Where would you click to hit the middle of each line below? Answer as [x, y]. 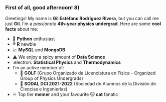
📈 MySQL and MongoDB [39, 50]
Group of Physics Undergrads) [52, 78]
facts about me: [22, 29]
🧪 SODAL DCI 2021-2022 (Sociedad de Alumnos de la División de [88, 84]
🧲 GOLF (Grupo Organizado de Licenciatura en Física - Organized [88, 73]
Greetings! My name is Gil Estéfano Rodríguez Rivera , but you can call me [82, 19]
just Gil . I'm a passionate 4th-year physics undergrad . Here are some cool [83, 24]
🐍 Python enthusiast [34, 39]
